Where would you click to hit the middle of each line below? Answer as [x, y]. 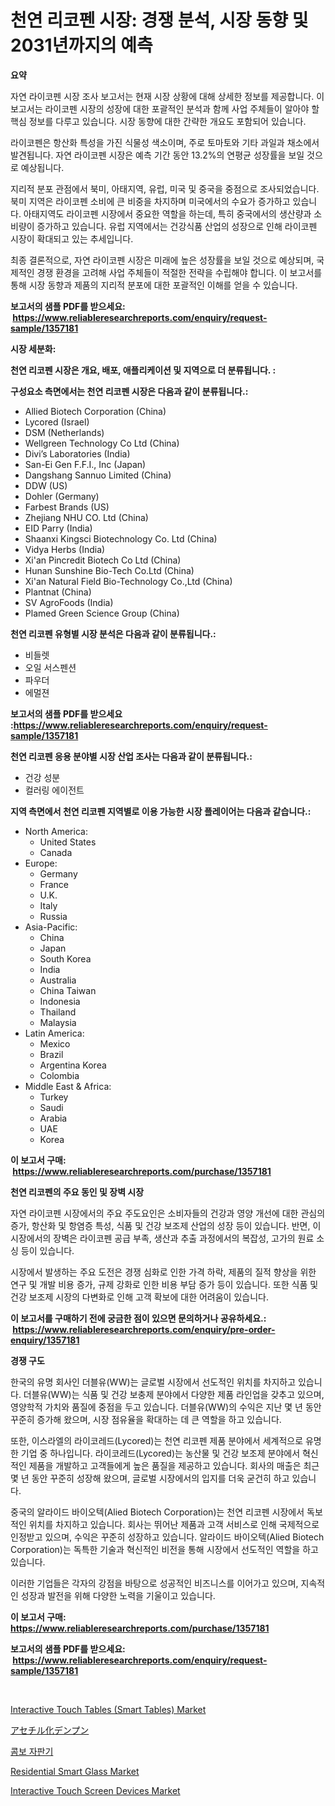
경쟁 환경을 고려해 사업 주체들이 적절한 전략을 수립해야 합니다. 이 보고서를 [179, 272]
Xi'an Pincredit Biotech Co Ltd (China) [103, 560]
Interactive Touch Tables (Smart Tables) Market [108, 1709]
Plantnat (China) [58, 592]
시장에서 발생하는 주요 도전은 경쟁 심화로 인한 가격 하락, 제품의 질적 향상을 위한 [163, 1272]
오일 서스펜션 [50, 667]
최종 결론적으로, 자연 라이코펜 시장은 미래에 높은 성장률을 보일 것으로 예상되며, [162, 260]
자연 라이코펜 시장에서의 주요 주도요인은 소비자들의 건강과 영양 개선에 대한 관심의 [168, 1213]
